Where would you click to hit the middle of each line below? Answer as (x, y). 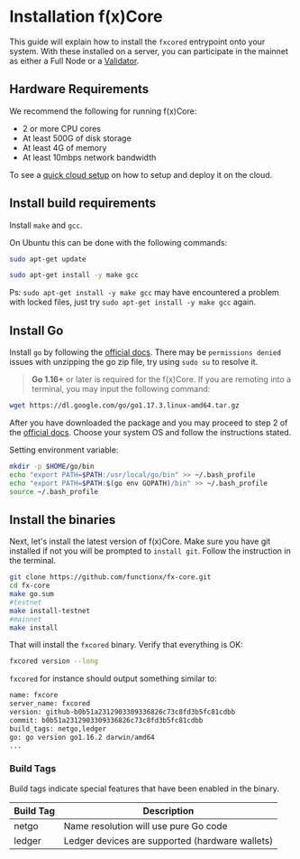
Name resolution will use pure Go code (145, 826)
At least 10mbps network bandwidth (89, 157)
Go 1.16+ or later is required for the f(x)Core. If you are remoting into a (161, 379)
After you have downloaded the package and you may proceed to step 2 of (149, 423)
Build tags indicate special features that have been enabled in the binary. (144, 789)
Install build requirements (83, 204)
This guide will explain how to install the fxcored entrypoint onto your (137, 42)
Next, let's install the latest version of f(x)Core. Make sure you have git (140, 542)
